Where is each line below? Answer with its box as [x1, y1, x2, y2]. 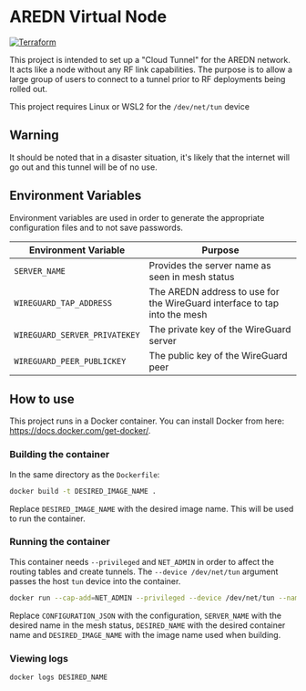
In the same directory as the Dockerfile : [9, 468, 160, 480]
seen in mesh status [148, 270, 235, 283]
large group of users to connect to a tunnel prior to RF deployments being [9, 73, 286, 84]
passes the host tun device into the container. [9, 575, 181, 586]
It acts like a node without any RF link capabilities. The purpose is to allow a [9, 64, 293, 75]
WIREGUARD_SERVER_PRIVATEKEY [14, 330, 140, 340]
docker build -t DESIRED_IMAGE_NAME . [9, 487, 157, 496]
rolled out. [9, 83, 48, 94]
